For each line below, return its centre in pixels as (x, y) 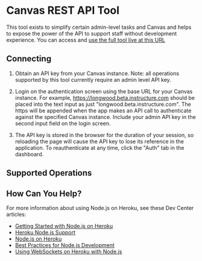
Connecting (29, 59)
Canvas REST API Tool (63, 11)
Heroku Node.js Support (45, 232)
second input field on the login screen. (63, 123)
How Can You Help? (44, 193)
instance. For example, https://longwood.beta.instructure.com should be (105, 97)
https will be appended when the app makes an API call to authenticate (103, 110)
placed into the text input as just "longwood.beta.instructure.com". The (103, 104)
